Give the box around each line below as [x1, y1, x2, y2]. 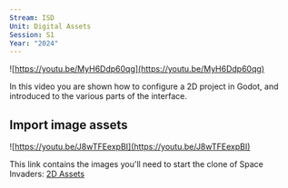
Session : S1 [9, 30, 55, 39]
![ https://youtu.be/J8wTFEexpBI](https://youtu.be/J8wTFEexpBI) [9, 142, 251, 153]
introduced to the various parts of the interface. [9, 91, 188, 102]
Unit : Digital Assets [9, 22, 92, 31]
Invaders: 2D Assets [9, 169, 84, 180]
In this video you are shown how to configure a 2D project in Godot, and [9, 81, 279, 92]
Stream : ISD [9, 13, 55, 23]
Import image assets [9, 117, 129, 133]
